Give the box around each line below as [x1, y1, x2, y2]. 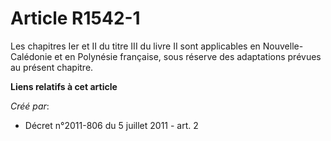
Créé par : [10, 100, 50, 112]
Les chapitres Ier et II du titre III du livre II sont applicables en [10, 40, 261, 52]
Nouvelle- [262, 40, 304, 52]
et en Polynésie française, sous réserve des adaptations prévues [54, 50, 322, 62]
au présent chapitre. [10, 61, 94, 73]
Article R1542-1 [10, 7, 141, 30]
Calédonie [10, 50, 53, 62]
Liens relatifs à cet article [10, 80, 118, 92]
